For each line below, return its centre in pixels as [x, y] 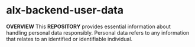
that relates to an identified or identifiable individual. [69, 39]
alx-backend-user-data [65, 10]
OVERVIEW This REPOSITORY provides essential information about [89, 26]
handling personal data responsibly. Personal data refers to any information [98, 32]
